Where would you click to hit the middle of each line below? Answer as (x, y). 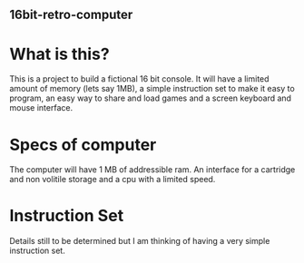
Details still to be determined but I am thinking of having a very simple (140, 241)
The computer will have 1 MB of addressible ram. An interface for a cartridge (152, 170)
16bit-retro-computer (71, 15)
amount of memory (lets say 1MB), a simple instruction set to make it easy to (152, 89)
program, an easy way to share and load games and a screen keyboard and (151, 98)
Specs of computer (83, 145)
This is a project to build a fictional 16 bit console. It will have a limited (139, 79)
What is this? (60, 54)
